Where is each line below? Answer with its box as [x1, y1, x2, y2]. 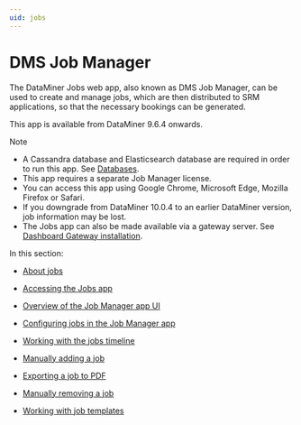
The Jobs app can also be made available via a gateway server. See [22, 220, 275, 231]
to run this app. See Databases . [22, 163, 140, 174]
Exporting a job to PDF [22, 370, 106, 381]
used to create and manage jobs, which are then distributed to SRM [9, 91, 260, 102]
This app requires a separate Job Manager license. [22, 172, 212, 183]
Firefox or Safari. [22, 191, 86, 203]
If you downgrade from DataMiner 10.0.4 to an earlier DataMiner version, [22, 201, 293, 212]
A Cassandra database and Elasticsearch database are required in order [22, 153, 290, 164]
